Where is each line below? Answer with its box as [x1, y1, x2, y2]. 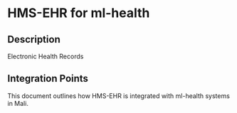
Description [7, 33, 60, 45]
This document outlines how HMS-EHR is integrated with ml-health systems [7, 91, 230, 100]
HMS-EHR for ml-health [7, 5, 150, 21]
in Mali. [7, 99, 28, 107]
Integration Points [7, 72, 89, 85]
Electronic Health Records [7, 52, 84, 60]
